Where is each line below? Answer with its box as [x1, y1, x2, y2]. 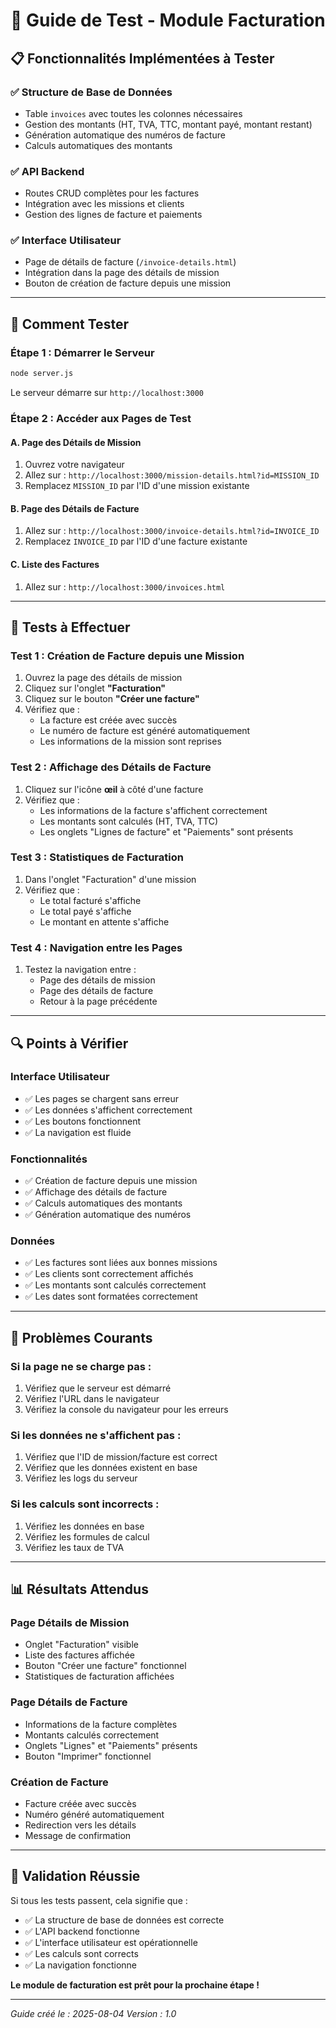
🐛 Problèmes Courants [10, 1329, 153, 1346]
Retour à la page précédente [39, 995, 158, 1008]
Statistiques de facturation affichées [24, 1670, 175, 1683]
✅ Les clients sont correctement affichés [24, 1268, 194, 1280]
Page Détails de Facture [10, 1695, 128, 1709]
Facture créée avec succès [24, 1797, 137, 1809]
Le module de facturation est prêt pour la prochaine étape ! [10, 1979, 260, 1991]
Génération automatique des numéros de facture [24, 129, 226, 141]
